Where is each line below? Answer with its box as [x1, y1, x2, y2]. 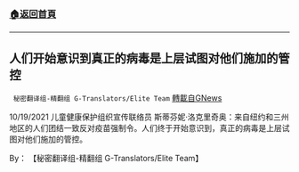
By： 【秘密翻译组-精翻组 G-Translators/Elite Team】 [9, 153, 204, 164]
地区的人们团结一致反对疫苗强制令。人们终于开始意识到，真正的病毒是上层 [9, 123, 282, 134]
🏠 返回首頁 [9, 7, 57, 20]
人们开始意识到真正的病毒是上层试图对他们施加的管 [9, 51, 290, 66]
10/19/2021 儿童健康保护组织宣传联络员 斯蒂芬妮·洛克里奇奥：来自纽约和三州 [9, 111, 289, 122]
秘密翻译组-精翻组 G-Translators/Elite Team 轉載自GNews [12, 93, 222, 103]
